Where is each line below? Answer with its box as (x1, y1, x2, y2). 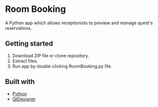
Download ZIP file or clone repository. (12, 53, 89, 58)
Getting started (5, 40, 53, 48)
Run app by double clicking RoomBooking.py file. (12, 63, 113, 69)
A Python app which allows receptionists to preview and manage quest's (5, 20, 153, 26)
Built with (5, 78, 35, 86)
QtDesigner (12, 96, 36, 102)
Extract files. (12, 58, 38, 64)
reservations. (5, 25, 32, 31)
